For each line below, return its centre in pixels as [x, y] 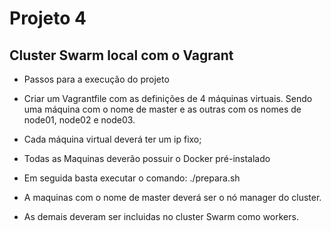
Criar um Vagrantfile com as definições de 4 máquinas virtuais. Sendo [168, 98]
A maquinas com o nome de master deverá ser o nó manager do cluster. [172, 197]
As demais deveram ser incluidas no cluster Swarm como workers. [161, 216]
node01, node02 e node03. [79, 120]
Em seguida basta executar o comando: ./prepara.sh [132, 178]
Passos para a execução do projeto [96, 79]
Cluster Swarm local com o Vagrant [121, 55]
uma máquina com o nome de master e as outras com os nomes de [162, 109]
